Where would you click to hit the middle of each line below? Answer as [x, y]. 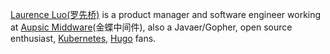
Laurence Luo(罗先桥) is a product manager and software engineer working [166, 14]
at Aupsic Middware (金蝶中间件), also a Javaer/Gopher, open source [151, 27]
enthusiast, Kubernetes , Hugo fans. [83, 38]
